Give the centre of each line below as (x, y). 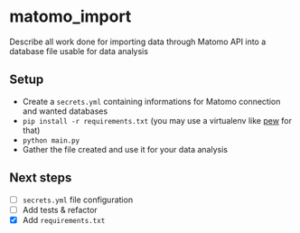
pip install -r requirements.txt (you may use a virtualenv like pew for (157, 120)
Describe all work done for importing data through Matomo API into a (138, 42)
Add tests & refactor (60, 210)
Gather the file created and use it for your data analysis (125, 149)
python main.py (51, 140)
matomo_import (70, 17)
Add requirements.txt (64, 219)
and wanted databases (65, 111)
